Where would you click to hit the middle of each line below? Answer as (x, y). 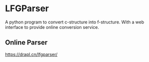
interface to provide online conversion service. (52, 27)
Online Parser (26, 43)
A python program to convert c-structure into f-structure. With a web (75, 22)
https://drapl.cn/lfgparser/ (31, 54)
